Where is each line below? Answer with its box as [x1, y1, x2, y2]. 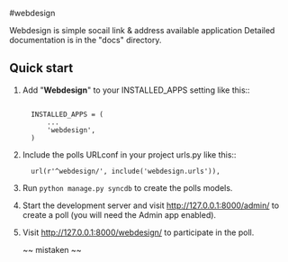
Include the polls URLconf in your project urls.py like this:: [22, 149, 237, 160]
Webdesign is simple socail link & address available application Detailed [9, 25, 275, 35]
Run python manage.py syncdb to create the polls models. [22, 182, 233, 193]
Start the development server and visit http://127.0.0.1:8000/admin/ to [22, 200, 280, 211]
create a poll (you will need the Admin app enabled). [22, 209, 217, 220]
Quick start [9, 60, 74, 76]
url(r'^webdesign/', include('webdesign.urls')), [31, 167, 220, 176]
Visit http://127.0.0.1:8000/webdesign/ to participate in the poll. [22, 227, 255, 238]
